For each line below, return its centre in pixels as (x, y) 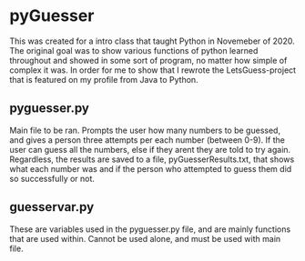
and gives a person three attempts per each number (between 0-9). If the (147, 140)
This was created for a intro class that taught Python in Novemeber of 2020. (152, 41)
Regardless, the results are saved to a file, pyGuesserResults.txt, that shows (152, 159)
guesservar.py (52, 207)
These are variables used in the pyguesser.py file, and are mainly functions (150, 229)
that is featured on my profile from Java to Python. (104, 79)
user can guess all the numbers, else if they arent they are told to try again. (150, 149)
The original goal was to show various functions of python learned (134, 50)
